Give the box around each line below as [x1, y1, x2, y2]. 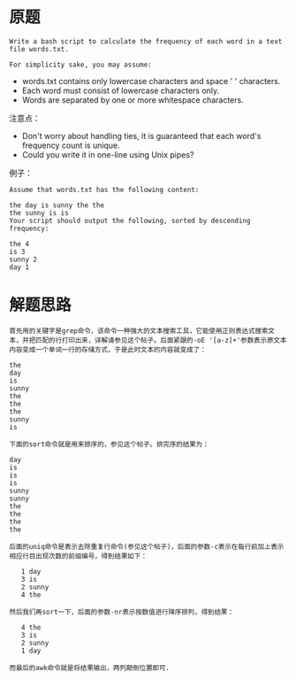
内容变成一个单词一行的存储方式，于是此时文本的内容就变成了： [9, 345, 207, 354]
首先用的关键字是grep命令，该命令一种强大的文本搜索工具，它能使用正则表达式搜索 [9, 326, 269, 336]
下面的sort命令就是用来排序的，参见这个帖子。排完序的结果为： [9, 439, 209, 449]
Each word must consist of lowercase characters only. [21, 85, 220, 96]
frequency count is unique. [21, 140, 121, 151]
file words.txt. [9, 44, 69, 53]
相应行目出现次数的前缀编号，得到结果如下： [9, 552, 148, 560]
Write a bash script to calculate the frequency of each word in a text [9, 36, 283, 46]
